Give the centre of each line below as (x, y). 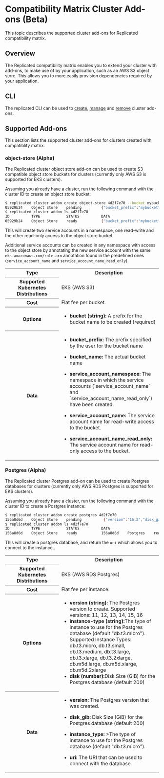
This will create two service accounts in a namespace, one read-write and (80, 230)
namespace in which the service (107, 380)
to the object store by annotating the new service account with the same (78, 250)
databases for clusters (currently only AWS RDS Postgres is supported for (79, 486)
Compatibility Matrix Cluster (64, 9)
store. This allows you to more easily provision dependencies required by (79, 76)
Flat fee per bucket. (83, 303)
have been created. (92, 404)
